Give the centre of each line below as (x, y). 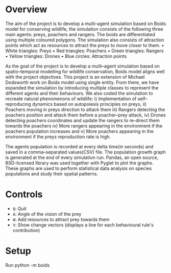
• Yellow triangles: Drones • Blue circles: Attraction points (66, 56)
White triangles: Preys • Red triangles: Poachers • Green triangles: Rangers (84, 51)
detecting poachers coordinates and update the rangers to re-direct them (82, 120)
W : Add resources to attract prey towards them (61, 219)
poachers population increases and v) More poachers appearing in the (80, 131)
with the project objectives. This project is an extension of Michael (75, 77)
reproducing (18, 104)
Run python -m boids (28, 265)
